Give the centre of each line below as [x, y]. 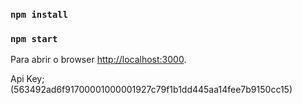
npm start [34, 38]
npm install [39, 14]
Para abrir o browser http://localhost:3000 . [98, 60]
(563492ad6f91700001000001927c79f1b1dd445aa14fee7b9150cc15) [151, 90]
